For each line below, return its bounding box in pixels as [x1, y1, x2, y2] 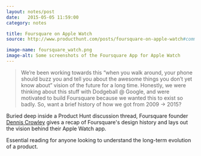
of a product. [6, 143, 38, 150]
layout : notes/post [6, 8, 55, 15]
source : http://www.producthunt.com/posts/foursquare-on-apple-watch [6, 36, 184, 42]
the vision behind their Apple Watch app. [6, 125, 106, 132]
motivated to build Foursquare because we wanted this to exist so [20, 94, 184, 102]
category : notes [6, 20, 47, 26]
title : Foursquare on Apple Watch [6, 30, 93, 36]
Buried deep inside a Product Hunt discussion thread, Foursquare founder [6, 112, 188, 120]
